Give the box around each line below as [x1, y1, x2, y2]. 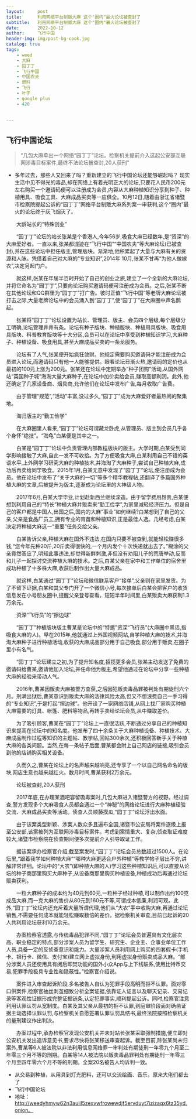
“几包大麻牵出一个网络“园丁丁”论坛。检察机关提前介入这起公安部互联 [20, 152, 186, 159]
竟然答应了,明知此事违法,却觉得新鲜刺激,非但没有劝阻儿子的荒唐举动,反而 [10, 550, 186, 557]
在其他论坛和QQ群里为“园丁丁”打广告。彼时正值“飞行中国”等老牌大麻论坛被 [6, 289, 187, 296]
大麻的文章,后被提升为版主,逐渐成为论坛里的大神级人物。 [10, 481, 148, 488]
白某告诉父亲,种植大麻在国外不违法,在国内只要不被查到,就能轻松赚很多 [16, 535, 185, 542]
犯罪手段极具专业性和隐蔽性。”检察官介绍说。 [12, 968, 120, 975]
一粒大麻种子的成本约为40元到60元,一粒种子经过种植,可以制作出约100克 [16, 889, 189, 896]
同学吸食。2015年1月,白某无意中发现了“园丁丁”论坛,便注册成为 [31, 467, 181, 474]
